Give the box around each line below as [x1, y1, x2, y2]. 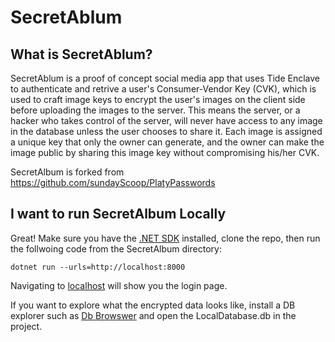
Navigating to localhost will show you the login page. [10, 279, 228, 291]
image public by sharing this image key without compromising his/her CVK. [10, 147, 320, 158]
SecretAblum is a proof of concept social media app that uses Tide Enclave [10, 72, 320, 84]
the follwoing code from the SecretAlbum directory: [10, 242, 222, 255]
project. [10, 320, 43, 332]
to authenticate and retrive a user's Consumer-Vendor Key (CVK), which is [10, 83, 317, 95]
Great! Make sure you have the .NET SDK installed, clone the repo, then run [10, 232, 321, 244]
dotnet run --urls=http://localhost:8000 [10, 262, 186, 272]
